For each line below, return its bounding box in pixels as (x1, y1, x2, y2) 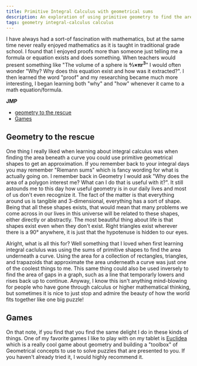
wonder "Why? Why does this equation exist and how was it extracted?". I (6, 68, 185, 75)
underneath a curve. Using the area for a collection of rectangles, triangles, (6, 252, 188, 259)
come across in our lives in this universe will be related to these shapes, (6, 210, 180, 217)
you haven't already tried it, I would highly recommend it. (6, 353, 144, 360)
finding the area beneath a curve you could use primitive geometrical (6, 153, 173, 161)
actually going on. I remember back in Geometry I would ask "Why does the (6, 172, 189, 179)
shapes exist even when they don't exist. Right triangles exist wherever (6, 222, 178, 229)
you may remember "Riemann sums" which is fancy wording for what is (6, 166, 179, 173)
